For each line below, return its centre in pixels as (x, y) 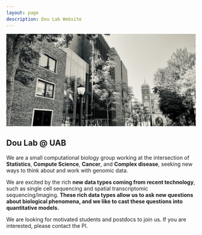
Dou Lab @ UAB (36, 143)
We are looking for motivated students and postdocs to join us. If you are (96, 219)
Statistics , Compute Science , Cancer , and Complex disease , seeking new (99, 164)
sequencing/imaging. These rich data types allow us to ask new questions (100, 195)
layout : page (23, 13)
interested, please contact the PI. (47, 225)
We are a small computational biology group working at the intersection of (98, 157)
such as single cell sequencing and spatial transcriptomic (77, 188)
